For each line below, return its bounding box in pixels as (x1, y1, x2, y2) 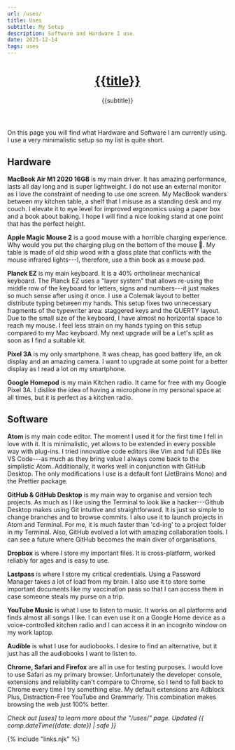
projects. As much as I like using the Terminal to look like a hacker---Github (7, 497, 225, 506)
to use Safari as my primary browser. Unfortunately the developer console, (7, 670, 222, 678)
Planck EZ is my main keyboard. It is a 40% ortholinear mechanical (7, 269, 201, 277)
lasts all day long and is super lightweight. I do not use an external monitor (7, 182, 222, 190)
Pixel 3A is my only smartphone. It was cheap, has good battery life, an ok (7, 349, 222, 358)
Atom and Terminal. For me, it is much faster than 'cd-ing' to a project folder (7, 520, 227, 528)
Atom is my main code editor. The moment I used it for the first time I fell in (7, 432, 223, 441)
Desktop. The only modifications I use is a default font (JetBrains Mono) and (7, 469, 227, 478)
